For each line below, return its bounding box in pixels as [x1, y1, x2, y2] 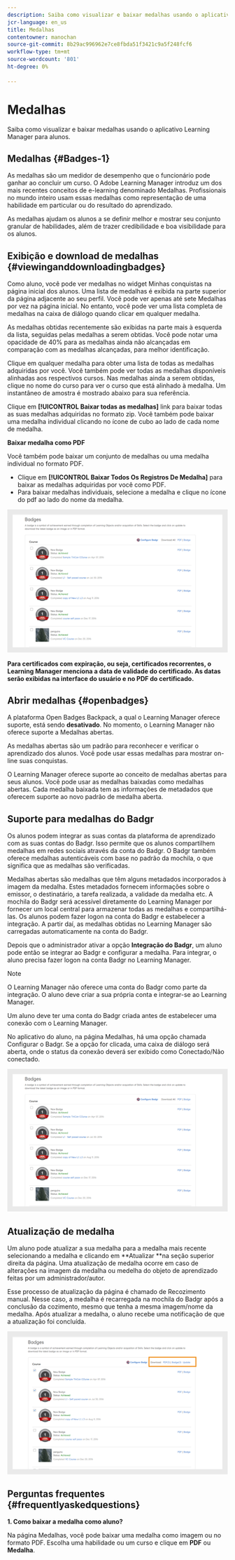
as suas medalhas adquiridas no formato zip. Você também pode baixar [7, 410, 215, 418]
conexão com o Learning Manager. [7, 1019, 108, 1028]
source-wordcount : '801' [7, 56, 80, 63]
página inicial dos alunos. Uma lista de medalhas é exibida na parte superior [7, 287, 227, 296]
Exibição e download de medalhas [7, 250, 159, 262]
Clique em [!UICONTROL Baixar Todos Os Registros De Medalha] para [17, 473, 223, 482]
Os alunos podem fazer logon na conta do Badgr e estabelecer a [18, 913, 205, 921]
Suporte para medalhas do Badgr [7, 813, 154, 825]
